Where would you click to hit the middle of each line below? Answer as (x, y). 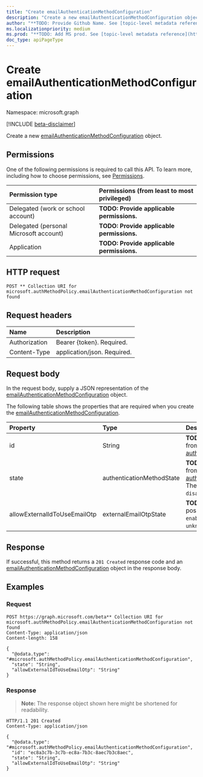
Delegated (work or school (47, 208)
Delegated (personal (38, 226)
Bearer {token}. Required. (92, 342)
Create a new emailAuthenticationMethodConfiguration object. (84, 135)
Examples (25, 587)
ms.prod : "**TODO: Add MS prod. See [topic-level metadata (82, 34)
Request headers (39, 315)
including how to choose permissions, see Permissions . (76, 175)
